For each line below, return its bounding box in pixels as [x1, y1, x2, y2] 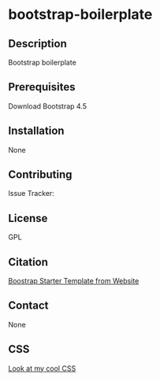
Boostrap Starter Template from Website [8, 276, 140, 286]
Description [8, 37, 67, 50]
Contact [8, 299, 49, 313]
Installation [8, 124, 65, 138]
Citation [8, 255, 49, 268]
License [8, 211, 48, 225]
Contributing [8, 168, 73, 182]
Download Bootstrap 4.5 [8, 101, 87, 111]
